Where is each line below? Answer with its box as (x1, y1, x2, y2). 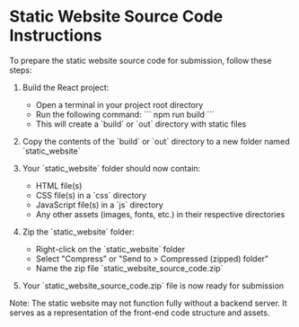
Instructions (9, 25, 102, 46)
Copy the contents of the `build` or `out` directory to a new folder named (22, 136, 290, 146)
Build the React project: (22, 82, 110, 93)
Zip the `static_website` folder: (22, 226, 135, 237)
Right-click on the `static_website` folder (35, 243, 186, 254)
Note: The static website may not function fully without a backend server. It (9, 297, 287, 308)
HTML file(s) (35, 180, 83, 190)
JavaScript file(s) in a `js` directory (35, 199, 163, 210)
